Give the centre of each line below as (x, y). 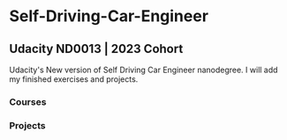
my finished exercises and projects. (74, 79)
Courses (28, 101)
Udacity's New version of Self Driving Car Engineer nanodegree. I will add (143, 70)
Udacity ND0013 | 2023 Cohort (96, 49)
